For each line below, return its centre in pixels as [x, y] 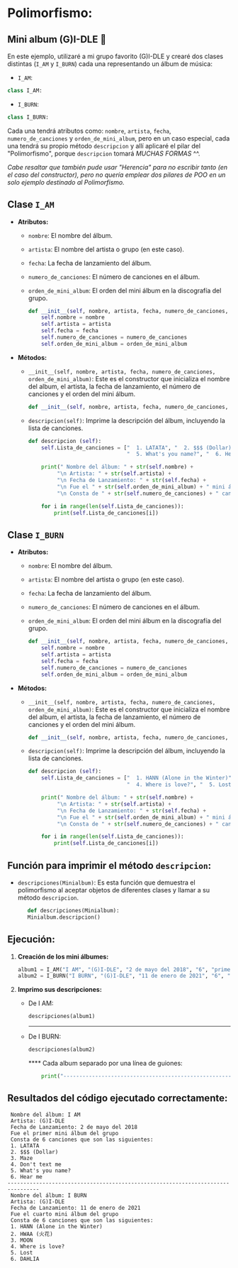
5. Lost [22, 1252]
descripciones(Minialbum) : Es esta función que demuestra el [107, 882]
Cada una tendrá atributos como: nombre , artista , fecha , [89, 131]
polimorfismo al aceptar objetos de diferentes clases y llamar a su [114, 890]
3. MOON [22, 1240]
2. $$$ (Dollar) [34, 1152]
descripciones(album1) [62, 1017]
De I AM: [41, 1003]
